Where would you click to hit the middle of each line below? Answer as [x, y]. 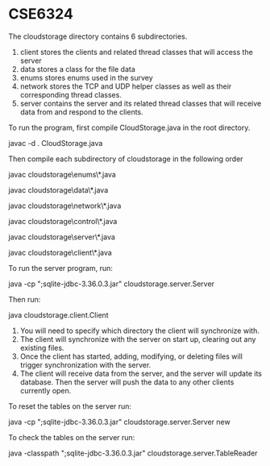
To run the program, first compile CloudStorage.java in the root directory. [129, 127]
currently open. [46, 390]
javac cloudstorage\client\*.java [60, 252]
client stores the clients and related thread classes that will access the [137, 52]
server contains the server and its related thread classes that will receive [141, 103]
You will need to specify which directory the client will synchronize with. [139, 331]
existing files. [42, 347]
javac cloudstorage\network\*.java [65, 206]
